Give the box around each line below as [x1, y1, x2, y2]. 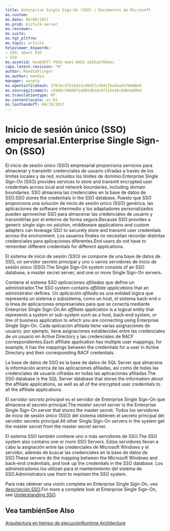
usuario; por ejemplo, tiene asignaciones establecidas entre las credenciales [5, 328, 165, 334]
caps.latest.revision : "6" [5, 64, 62, 69]
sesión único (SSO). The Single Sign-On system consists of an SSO [5, 264, 145, 270]
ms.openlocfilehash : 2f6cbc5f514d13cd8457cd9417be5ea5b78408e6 [5, 83, 142, 88]
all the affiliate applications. [5, 387, 62, 393]
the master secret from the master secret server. [5, 423, 107, 430]
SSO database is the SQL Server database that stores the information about [5, 376, 163, 382]
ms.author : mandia [5, 74, 44, 79]
